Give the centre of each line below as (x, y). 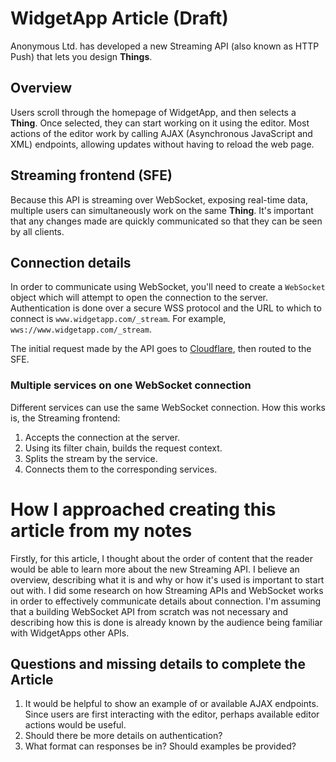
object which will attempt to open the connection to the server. (139, 298)
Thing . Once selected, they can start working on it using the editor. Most (160, 123)
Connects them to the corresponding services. (121, 469)
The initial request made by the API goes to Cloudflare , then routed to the (161, 349)
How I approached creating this (143, 509)
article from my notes (101, 530)
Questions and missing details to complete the (158, 664)
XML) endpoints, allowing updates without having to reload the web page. (162, 144)
